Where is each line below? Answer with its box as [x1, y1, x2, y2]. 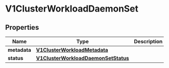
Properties [5, 23, 39, 32]
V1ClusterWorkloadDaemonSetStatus [36, 55, 129, 61]
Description [134, 38, 162, 45]
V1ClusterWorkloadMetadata [36, 46, 108, 53]
